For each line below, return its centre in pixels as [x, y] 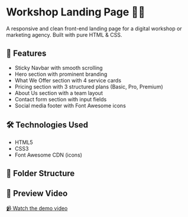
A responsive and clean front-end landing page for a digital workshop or [94, 28]
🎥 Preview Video [37, 194]
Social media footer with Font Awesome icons [70, 106]
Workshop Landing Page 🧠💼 [76, 12]
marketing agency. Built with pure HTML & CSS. [64, 34]
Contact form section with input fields [61, 99]
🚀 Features [26, 54]
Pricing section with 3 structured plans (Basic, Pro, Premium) [89, 87]
